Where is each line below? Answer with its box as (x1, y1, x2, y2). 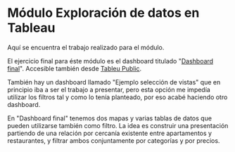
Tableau (7, 20, 56, 36)
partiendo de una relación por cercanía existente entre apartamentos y (7, 129, 212, 137)
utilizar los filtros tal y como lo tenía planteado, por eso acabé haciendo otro (7, 93, 228, 101)
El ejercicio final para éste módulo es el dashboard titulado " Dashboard (7, 56, 213, 65)
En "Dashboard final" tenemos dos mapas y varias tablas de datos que (7, 114, 212, 122)
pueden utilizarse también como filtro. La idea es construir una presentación (7, 121, 229, 129)
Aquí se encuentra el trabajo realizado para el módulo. (7, 43, 165, 51)
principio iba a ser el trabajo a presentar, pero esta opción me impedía (7, 85, 211, 94)
